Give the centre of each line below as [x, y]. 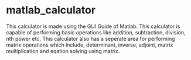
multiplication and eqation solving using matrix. [63, 51]
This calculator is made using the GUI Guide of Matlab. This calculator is [93, 26]
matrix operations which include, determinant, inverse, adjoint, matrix [90, 45]
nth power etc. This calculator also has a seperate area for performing [91, 38]
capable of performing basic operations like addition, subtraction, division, [96, 32]
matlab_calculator [51, 10]
